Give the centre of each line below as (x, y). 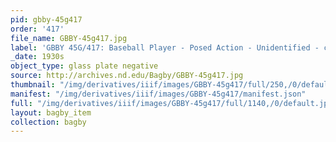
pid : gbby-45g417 (46, 19)
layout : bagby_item (51, 112)
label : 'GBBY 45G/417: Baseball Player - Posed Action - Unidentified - (165, 47)
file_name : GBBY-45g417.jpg (69, 38)
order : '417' (37, 29)
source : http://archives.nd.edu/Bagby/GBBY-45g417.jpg (127, 76)
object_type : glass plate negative (84, 66)
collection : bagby (48, 122)
